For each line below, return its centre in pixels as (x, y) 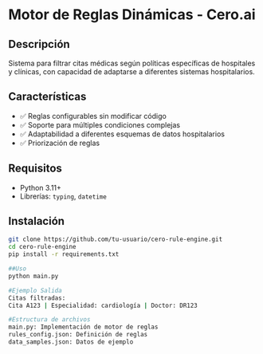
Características (47, 97)
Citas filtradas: (37, 298)
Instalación (37, 221)
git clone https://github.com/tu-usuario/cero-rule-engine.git (116, 240)
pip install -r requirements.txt (64, 254)
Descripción (39, 44)
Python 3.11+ (41, 187)
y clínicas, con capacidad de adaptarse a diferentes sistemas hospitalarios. (131, 72)
